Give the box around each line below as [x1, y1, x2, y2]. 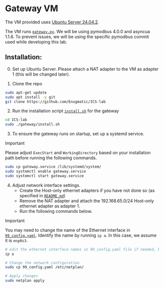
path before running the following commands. [5, 155, 97, 161]
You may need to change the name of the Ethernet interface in [5, 227, 130, 233]
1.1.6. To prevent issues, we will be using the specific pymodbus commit [5, 34, 149, 40]
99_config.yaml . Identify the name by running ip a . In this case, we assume [5, 232, 157, 238]
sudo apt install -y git [5, 95, 56, 100]
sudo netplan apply [5, 278, 45, 283]
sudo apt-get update [5, 90, 47, 95]
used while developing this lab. [5, 39, 67, 44]
